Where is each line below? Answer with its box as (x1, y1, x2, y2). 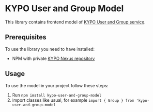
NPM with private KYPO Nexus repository (12, 56, 95, 61)
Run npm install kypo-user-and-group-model (12, 92, 102, 98)
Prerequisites (5, 33, 46, 41)
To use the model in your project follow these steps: (5, 82, 108, 88)
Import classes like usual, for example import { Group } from (12, 97, 135, 103)
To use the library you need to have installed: (5, 46, 95, 52)
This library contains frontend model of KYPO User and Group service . (5, 19, 146, 25)
